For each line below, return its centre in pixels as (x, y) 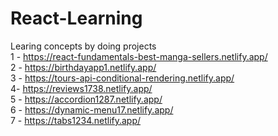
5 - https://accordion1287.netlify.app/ (86, 99)
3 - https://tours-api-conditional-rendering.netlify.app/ (122, 78)
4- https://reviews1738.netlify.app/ (81, 88)
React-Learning (76, 18)
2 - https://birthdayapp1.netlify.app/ (83, 67)
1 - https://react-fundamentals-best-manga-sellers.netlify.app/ (139, 56)
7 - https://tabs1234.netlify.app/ (76, 120)
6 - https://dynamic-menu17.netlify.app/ (92, 109)
